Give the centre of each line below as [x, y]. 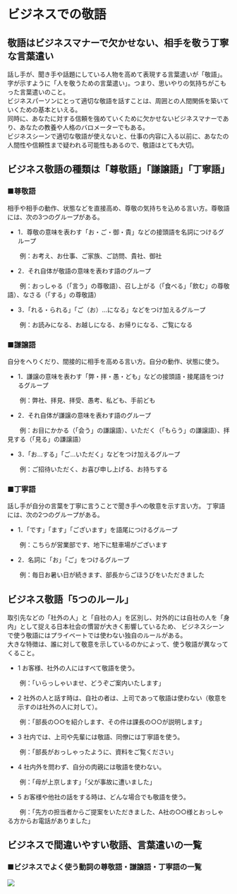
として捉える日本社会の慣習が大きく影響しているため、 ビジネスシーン [122, 627]
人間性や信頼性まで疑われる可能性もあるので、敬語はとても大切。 [103, 145]
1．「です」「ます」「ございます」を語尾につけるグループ [97, 530]
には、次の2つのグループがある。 [55, 515]
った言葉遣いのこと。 [38, 92]
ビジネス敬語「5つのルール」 [71, 599]
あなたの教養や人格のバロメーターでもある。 [84, 127]
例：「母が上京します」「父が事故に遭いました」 [87, 782]
